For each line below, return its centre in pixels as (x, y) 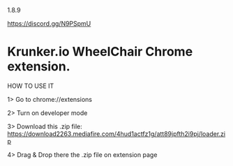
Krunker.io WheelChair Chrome (100, 52)
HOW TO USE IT (31, 86)
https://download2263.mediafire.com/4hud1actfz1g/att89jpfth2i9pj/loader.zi (116, 134)
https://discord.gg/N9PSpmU (49, 23)
